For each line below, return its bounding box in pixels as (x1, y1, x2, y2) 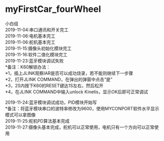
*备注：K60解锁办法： (5, 64, 51, 70)
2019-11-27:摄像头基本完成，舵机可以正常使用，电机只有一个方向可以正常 (5, 124, 155, 130)
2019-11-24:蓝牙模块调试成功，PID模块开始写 (5, 99, 97, 105)
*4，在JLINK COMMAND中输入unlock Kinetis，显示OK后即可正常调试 (5, 88, 149, 95)
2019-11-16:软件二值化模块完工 (5, 51, 68, 58)
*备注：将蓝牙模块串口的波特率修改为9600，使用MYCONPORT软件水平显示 (5, 105, 160, 111)
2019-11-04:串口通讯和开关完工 (5, 26, 68, 33)
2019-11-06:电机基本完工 (5, 33, 55, 39)
